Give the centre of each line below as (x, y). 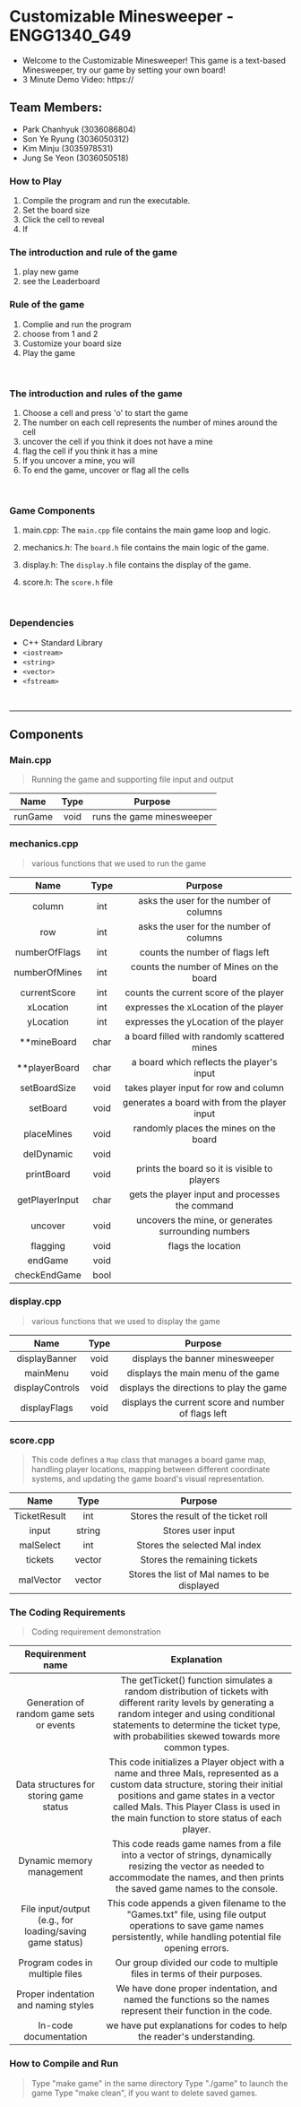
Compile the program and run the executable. (106, 201)
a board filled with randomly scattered (204, 1036)
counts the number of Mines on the (204, 967)
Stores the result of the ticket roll (199, 1516)
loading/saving (55, 1931)
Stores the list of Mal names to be (199, 1574)
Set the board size (56, 210)
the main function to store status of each (197, 1818)
